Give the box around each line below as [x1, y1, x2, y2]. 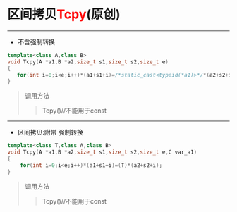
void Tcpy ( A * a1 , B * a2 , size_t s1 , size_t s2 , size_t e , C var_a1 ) [7, 149, 197, 156]
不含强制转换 [17, 37, 55, 46]
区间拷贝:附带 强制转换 [17, 128, 83, 137]
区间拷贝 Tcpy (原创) [7, 6, 121, 23]
